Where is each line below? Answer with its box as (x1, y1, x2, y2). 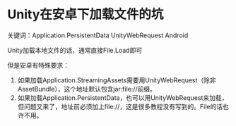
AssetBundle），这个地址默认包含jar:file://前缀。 (17, 84, 157, 93)
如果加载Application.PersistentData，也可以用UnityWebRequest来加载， (17, 93, 228, 102)
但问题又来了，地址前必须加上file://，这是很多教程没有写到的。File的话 (17, 102, 223, 111)
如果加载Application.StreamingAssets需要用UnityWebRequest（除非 (17, 75, 217, 84)
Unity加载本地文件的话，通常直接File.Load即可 (7, 46, 143, 54)
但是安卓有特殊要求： (7, 61, 69, 69)
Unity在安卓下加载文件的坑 (7, 6, 164, 23)
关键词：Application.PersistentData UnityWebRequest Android (7, 31, 189, 39)
